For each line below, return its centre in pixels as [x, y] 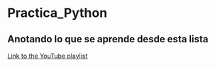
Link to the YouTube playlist [48, 56]
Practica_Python [57, 13]
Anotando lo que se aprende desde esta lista [108, 39]
